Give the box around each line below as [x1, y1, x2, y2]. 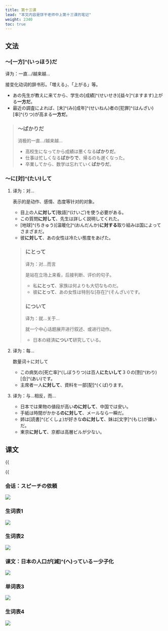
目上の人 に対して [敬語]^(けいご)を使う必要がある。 [20, 209, 127, 215]
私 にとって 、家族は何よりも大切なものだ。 [32, 282, 121, 288]
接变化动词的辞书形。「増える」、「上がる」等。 [5, 81, 101, 87]
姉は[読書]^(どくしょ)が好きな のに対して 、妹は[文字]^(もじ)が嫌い [20, 416, 157, 422]
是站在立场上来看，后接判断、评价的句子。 [25, 272, 114, 278]
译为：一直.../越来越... [5, 71, 51, 77]
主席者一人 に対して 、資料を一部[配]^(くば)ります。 [20, 382, 126, 388]
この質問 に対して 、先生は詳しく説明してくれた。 [20, 215, 122, 221]
